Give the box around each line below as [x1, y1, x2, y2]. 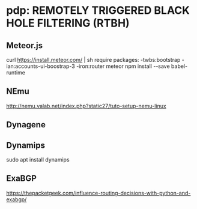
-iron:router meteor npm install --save [76, 62, 170, 70]
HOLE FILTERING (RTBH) [6, 16, 130, 30]
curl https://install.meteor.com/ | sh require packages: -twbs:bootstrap [6, 56, 181, 63]
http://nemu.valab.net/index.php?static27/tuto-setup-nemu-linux [6, 102, 166, 109]
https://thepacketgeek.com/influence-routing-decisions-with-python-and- [6, 189, 191, 196]
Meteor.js [6, 40, 43, 50]
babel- [171, 62, 188, 70]
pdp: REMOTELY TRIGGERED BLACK [6, 4, 190, 17]
